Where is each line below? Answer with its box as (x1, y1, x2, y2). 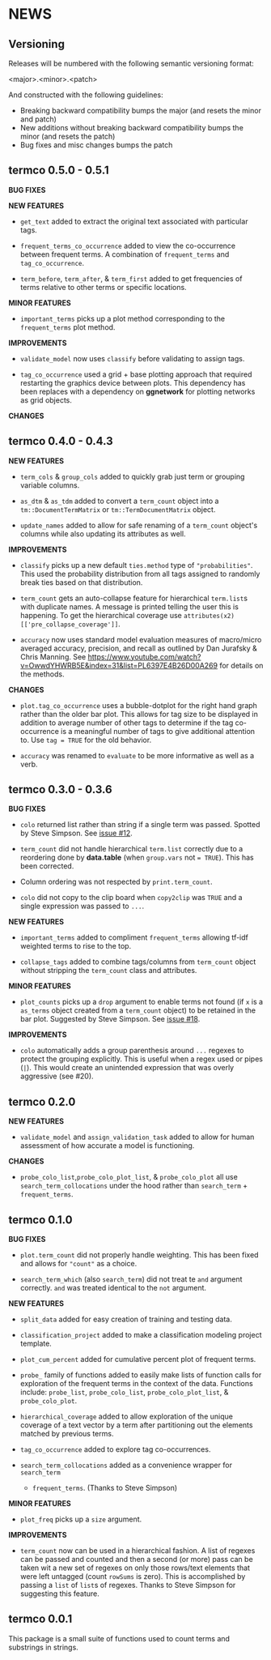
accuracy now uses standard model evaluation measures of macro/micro (19, 634, 262, 644)
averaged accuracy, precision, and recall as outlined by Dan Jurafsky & (19, 643, 257, 653)
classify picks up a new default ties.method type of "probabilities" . (19, 560, 253, 570)
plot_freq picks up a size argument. (19, 1514, 142, 1524)
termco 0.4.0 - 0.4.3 (8, 434, 113, 448)
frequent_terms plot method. (19, 322, 116, 332)
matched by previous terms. (19, 1429, 114, 1439)
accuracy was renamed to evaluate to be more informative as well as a (19, 750, 255, 760)
